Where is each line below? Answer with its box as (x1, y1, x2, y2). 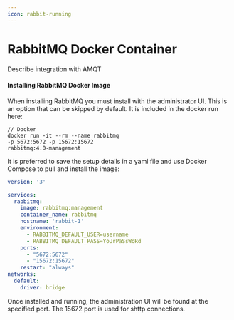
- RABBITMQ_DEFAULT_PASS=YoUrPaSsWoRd (26, 237, 142, 244)
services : (7, 191, 37, 198)
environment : (20, 224, 59, 232)
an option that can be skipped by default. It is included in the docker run (7, 104, 218, 113)
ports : (20, 244, 40, 252)
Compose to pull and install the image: (7, 165, 119, 173)
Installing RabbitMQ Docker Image (7, 81, 111, 90)
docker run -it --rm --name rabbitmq (7, 132, 119, 139)
